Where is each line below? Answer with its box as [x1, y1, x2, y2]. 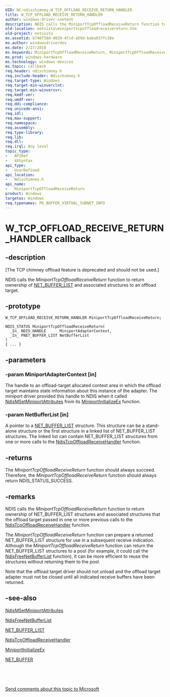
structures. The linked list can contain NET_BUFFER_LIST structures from [5, 434, 158, 440]
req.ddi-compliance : [5, 102, 49, 107]
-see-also [5, 594, 37, 603]
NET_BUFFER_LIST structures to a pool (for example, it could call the [5, 548, 148, 554]
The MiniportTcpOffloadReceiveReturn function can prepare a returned [5, 531, 153, 537]
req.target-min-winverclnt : [5, 83, 65, 88]
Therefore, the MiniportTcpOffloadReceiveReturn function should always [5, 472, 157, 479]
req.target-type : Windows [5, 78, 60, 83]
